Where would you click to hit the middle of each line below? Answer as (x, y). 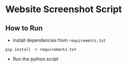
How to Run (24, 28)
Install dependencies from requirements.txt (59, 40)
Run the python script (36, 59)
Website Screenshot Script (63, 9)
